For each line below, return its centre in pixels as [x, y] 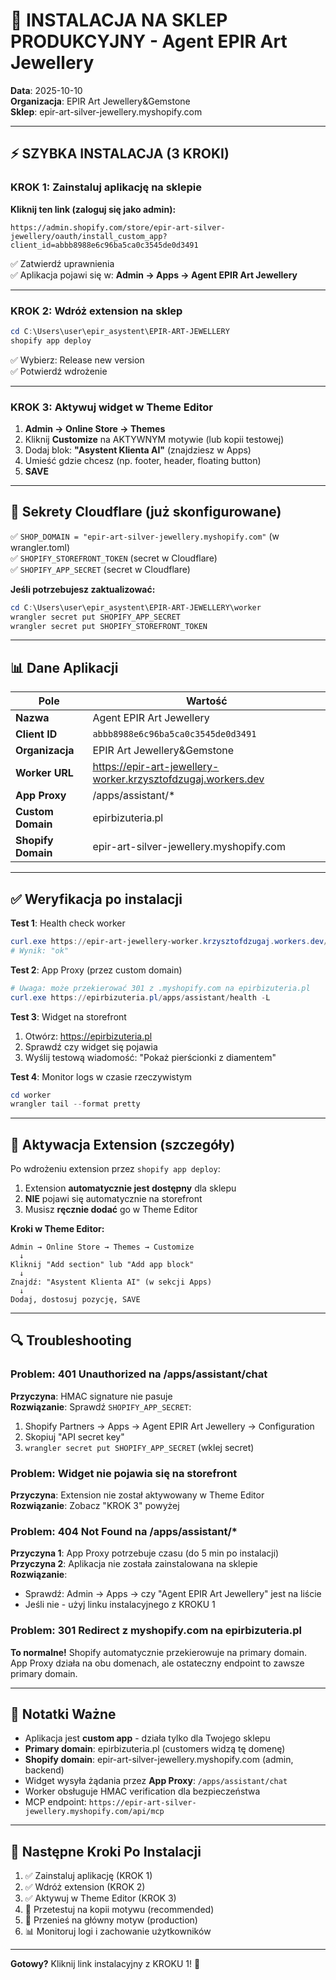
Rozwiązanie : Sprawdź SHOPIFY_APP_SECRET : [101, 1406]
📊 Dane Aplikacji [64, 667]
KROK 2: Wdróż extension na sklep [96, 311]
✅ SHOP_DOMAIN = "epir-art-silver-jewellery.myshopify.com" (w [145, 536]
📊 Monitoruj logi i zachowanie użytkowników [118, 1931]
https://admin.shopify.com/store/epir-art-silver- [118, 227]
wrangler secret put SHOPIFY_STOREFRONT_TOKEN [109, 626]
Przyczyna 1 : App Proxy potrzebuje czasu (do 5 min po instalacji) [145, 1553]
